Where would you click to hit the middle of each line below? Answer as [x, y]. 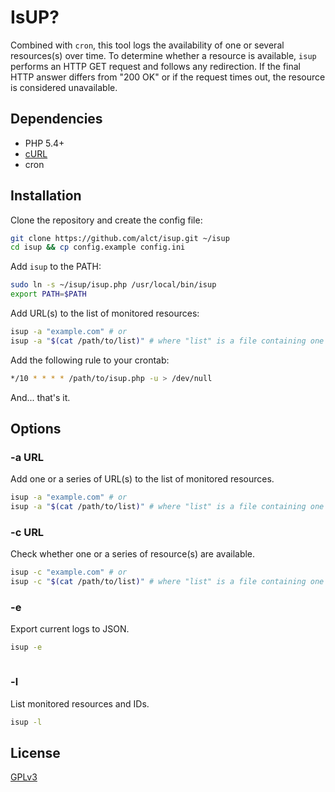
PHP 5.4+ [44, 143]
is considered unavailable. [64, 87]
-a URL [27, 457]
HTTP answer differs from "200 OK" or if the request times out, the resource [168, 77]
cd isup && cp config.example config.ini [98, 247]
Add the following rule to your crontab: [90, 360]
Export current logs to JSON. [70, 629]
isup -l [26, 722]
